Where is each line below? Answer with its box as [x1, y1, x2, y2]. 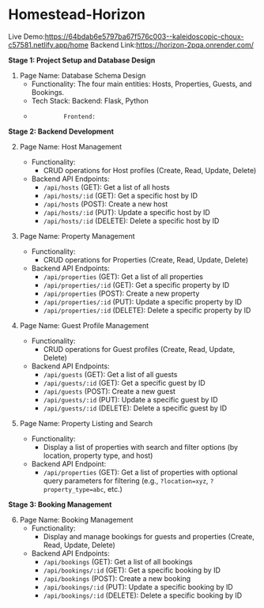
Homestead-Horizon [8, 6, 146, 24]
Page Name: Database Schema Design [19, 70, 146, 80]
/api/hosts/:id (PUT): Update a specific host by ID [43, 207, 211, 217]
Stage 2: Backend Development [8, 127, 115, 136]
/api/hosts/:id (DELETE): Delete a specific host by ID [43, 216, 220, 225]
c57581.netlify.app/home [8, 40, 89, 49]
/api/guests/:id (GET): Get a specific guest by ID [43, 378, 206, 387]
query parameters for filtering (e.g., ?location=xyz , [43, 476, 209, 485]
